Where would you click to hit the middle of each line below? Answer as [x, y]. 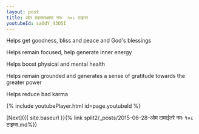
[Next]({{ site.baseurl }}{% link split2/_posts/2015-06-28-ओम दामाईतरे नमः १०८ [100, 118]
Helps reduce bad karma [37, 94]
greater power [24, 82]
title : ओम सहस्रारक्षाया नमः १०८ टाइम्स [47, 18]
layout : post [23, 12]
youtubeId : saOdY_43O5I [36, 23]
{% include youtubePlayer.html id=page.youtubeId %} [74, 106]
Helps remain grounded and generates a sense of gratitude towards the [96, 76]
